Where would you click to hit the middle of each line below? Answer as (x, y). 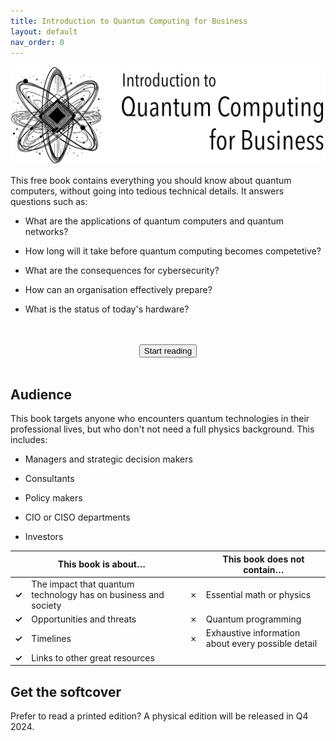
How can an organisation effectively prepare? (118, 290)
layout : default (44, 31)
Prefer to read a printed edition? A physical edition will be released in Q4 (159, 716)
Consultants (49, 479)
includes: (29, 440)
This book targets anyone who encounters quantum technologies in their (160, 419)
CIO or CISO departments (77, 517)
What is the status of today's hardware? (107, 309)
